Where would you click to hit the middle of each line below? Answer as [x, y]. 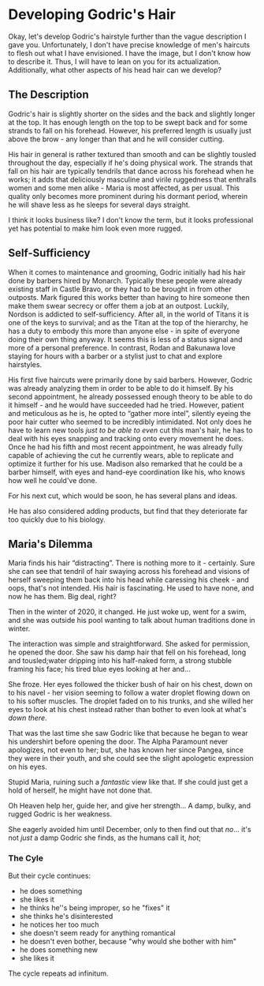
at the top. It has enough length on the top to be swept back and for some [128, 122]
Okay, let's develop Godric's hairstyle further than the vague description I [127, 36]
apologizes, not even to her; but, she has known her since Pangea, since [126, 750]
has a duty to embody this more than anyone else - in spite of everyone [124, 331]
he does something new [59, 950]
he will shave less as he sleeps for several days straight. [99, 204]
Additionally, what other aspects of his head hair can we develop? [115, 69]
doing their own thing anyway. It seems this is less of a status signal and [125, 339]
